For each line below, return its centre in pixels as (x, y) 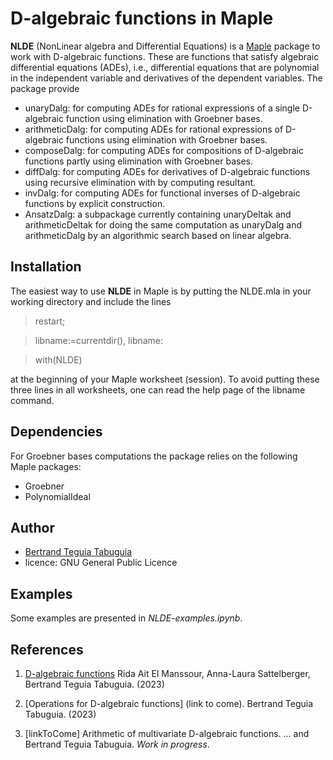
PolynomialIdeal (57, 496)
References (47, 649)
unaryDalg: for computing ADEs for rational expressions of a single (162, 108)
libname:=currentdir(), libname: (99, 340)
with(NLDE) (58, 359)
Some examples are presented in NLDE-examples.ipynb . (126, 618)
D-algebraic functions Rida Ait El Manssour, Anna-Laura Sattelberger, (167, 673)
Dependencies (56, 432)
